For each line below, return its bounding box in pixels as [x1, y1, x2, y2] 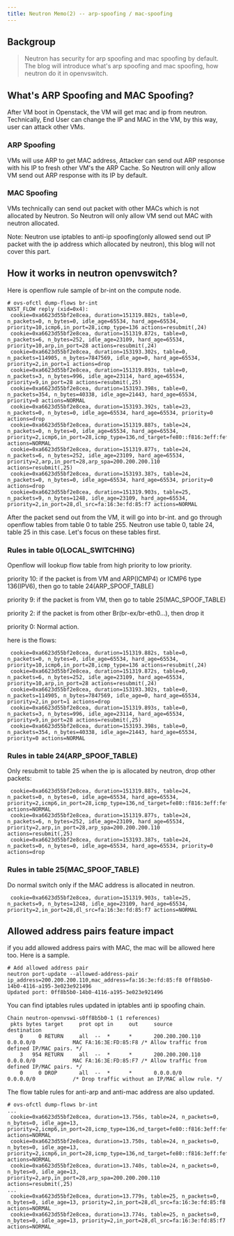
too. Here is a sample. [7, 951, 70, 959]
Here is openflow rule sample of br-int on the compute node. [7, 286, 182, 294]
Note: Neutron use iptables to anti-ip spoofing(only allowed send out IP [7, 232, 211, 241]
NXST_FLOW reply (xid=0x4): [7, 305, 89, 312]
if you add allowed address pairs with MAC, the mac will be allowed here [7, 944, 216, 952]
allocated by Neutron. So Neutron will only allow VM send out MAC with [7, 211, 213, 220]
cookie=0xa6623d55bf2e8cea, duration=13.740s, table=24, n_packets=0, [10, 1162, 219, 1170]
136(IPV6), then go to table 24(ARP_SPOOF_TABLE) [7, 581, 155, 590]
